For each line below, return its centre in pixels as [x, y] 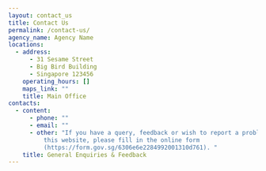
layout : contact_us [40, 15]
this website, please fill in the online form [122, 140]
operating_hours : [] [56, 81]
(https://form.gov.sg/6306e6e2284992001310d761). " [130, 147]
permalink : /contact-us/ [49, 30]
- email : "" [49, 125]
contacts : [25, 103]
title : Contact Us [38, 23]
